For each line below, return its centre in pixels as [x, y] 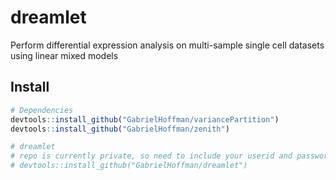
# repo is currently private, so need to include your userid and [151, 156]
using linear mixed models [64, 55]
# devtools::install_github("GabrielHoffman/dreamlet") [129, 166]
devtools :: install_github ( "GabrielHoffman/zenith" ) [120, 129]
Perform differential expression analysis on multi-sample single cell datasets [167, 45]
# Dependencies [42, 110]
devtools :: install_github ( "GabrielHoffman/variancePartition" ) [145, 119]
